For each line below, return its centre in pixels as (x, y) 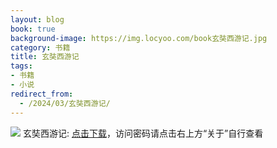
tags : (21, 66)
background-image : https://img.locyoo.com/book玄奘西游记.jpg (139, 38)
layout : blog (37, 19)
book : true (33, 29)
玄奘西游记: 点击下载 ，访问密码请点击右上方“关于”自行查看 (143, 133)
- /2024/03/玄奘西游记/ (65, 103)
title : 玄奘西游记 (45, 57)
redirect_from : (42, 94)
